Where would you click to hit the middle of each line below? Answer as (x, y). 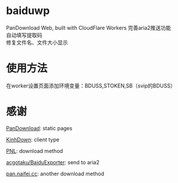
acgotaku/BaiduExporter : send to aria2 (53, 162)
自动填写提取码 (24, 35)
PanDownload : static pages (39, 128)
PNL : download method (35, 151)
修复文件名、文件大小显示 (37, 42)
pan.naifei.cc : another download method (55, 174)
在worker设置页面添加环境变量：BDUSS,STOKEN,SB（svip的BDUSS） (91, 86)
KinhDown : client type (33, 140)
